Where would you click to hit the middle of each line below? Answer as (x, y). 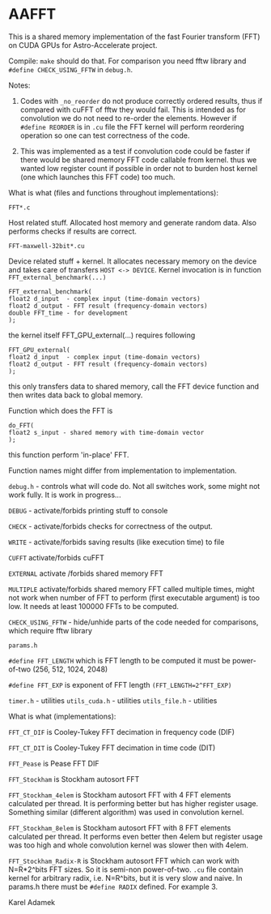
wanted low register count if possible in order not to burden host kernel (139, 168)
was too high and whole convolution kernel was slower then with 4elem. (129, 845)
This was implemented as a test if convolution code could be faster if (135, 151)
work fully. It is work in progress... (65, 495)
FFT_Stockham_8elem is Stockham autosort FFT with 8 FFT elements (120, 827)
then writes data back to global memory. (76, 395)
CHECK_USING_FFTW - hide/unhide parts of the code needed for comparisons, (133, 622)
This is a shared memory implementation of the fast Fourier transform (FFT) (134, 36)
